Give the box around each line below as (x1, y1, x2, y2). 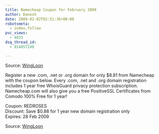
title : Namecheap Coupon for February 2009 (5, 7, 97, 12)
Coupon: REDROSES (5, 103, 47, 109)
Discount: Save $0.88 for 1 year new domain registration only (5, 108, 130, 114)
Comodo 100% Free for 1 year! (5, 93, 68, 99)
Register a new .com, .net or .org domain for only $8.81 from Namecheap (5, 72, 155, 78)
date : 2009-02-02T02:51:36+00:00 (5, 16, 75, 21)
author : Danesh (5, 12, 37, 17)
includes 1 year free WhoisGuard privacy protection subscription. (5, 83, 138, 89)
